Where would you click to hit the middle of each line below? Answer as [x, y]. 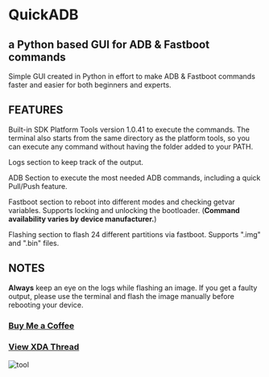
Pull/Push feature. [38, 186]
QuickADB [43, 15]
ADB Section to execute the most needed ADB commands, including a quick [134, 178]
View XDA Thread [44, 347]
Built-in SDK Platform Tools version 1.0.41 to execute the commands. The [129, 129]
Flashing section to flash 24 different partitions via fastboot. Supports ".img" [135, 234]
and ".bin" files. [34, 243]
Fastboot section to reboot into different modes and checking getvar [122, 202]
